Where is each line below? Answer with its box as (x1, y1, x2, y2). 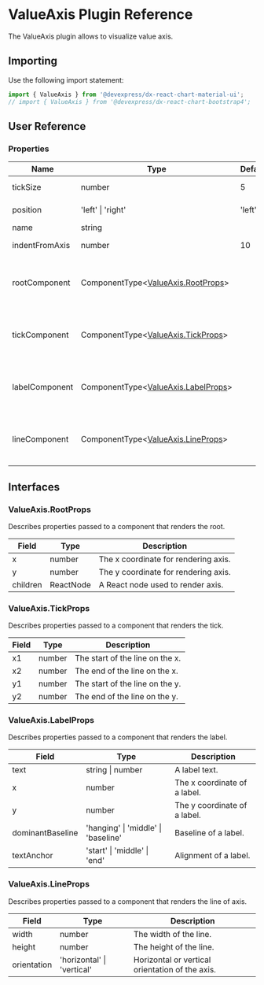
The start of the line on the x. (74, 653, 181, 664)
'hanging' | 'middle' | (86, 823, 163, 834)
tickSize (12, 182, 42, 193)
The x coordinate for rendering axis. (98, 554, 231, 565)
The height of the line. (133, 941, 214, 952)
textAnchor (12, 850, 53, 861)
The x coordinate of (174, 777, 247, 788)
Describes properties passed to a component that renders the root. (8, 521, 225, 531)
